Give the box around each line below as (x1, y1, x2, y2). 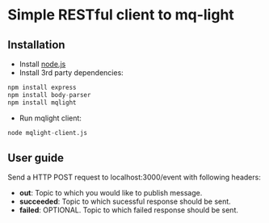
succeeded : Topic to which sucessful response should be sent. (19, 196, 231, 207)
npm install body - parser (7, 90, 91, 99)
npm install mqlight (7, 99, 78, 107)
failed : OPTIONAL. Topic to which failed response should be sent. (19, 205, 239, 215)
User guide (7, 151, 64, 165)
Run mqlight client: (19, 113, 82, 123)
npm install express (7, 83, 78, 91)
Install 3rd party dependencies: (19, 68, 124, 78)
